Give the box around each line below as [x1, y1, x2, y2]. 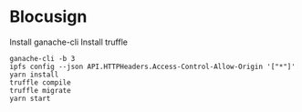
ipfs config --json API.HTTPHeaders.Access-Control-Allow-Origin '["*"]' [9, 62, 297, 71]
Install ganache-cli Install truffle [9, 36, 128, 47]
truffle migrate [9, 86, 71, 95]
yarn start [9, 94, 51, 103]
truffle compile [9, 77, 71, 87]
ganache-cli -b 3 [9, 54, 76, 63]
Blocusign [9, 6, 88, 27]
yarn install [9, 70, 59, 79]
